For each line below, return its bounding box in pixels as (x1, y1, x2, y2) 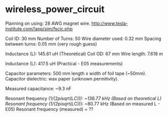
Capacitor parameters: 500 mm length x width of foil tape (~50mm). (5, 70, 146, 76)
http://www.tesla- (91, 20, 128, 26)
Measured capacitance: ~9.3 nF (5, 85, 72, 92)
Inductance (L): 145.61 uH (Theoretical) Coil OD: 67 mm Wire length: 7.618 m (5, 51, 163, 57)
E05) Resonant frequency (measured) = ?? (5, 106, 93, 112)
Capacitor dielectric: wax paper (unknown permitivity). (5, 75, 119, 82)
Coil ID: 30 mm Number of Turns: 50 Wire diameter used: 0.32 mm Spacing (5, 35, 161, 42)
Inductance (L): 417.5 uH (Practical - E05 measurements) (5, 60, 123, 66)
